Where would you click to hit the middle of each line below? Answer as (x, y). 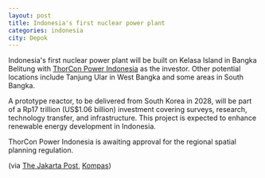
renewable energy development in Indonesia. (82, 126)
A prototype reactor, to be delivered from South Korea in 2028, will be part (130, 101)
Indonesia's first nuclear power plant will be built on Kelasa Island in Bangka (132, 60)
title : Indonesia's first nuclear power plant (87, 23)
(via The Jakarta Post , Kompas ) (60, 166)
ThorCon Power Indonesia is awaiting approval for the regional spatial (123, 142)
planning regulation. (41, 150)
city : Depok (28, 38)
